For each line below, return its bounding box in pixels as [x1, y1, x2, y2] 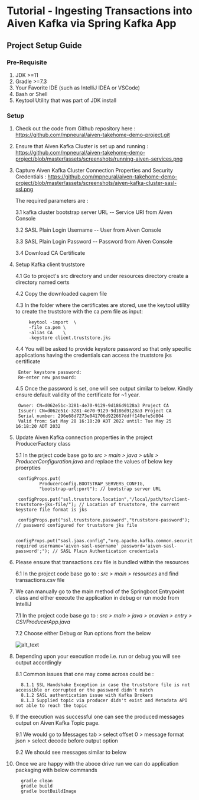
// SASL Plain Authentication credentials [53, 548, 159, 555]
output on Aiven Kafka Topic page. [15, 719, 100, 727]
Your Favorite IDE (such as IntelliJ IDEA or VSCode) [15, 84, 141, 91]
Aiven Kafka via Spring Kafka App [6, 17, 177, 30]
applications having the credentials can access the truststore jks [15, 351, 172, 359]
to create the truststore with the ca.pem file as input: [15, 308, 143, 315]
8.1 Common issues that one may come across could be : [15, 671, 154, 678]
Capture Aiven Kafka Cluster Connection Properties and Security [15, 167, 174, 174]
